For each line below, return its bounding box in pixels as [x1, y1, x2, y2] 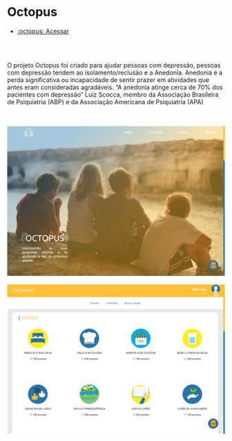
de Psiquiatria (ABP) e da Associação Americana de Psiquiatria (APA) [7, 97, 204, 106]
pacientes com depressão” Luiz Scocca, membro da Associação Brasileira [7, 90, 219, 99]
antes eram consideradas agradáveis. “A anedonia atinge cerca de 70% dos [7, 83, 223, 91]
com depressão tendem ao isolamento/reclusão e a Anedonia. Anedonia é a [7, 68, 223, 77]
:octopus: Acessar [17, 27, 70, 35]
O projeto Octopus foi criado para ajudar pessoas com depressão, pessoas [7, 61, 221, 69]
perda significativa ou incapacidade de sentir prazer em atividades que [7, 75, 209, 84]
